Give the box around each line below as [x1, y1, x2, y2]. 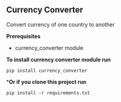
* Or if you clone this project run [6, 78, 87, 85]
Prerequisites [6, 33, 41, 40]
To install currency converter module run [6, 56, 111, 63]
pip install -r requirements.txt [6, 90, 90, 96]
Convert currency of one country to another [6, 21, 115, 28]
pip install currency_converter [6, 68, 87, 74]
